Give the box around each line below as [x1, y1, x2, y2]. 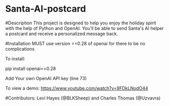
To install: [5, 55, 25, 61]
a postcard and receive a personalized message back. [5, 30, 118, 37]
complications [5, 46, 35, 52]
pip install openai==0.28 [5, 65, 56, 72]
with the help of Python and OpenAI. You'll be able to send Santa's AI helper [5, 25, 164, 31]
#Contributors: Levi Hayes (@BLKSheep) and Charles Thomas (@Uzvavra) [5, 95, 161, 101]
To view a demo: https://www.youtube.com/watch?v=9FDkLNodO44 [5, 85, 148, 91]
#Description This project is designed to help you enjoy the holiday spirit [5, 20, 156, 26]
